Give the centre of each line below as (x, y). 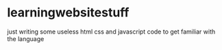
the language (26, 38)
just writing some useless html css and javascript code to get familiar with (111, 32)
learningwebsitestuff (68, 13)
